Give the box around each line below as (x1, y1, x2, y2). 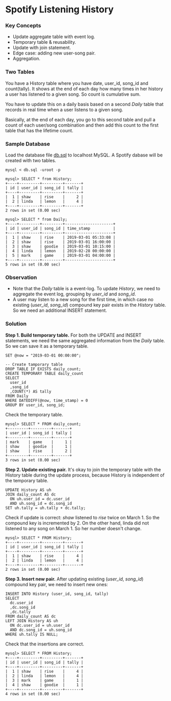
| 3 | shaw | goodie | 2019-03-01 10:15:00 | (5, 244, 116, 249)
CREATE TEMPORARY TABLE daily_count (5, 371, 83, 376)
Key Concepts (5, 22, 41, 29)
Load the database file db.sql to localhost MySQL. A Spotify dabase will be (5, 152, 163, 158)
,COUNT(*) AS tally (10, 389, 52, 394)
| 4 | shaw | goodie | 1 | (5, 682, 83, 688)
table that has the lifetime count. (5, 127, 73, 133)
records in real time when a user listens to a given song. (5, 107, 123, 113)
